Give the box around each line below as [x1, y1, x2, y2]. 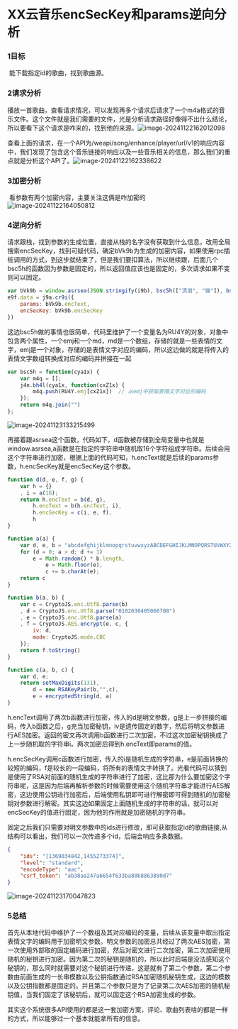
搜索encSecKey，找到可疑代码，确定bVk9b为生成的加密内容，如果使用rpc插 [7, 246, 230, 255]
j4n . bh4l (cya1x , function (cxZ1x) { [20, 381, 125, 389]
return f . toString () [20, 646, 81, 654]
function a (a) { [7, 535, 55, 542]
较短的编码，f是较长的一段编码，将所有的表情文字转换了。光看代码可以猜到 [7, 764, 227, 772]
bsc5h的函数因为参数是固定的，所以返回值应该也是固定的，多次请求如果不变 [7, 264, 230, 273]
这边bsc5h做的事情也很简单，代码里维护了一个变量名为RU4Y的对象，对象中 [7, 327, 229, 336]
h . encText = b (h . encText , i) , [33, 502, 122, 510]
